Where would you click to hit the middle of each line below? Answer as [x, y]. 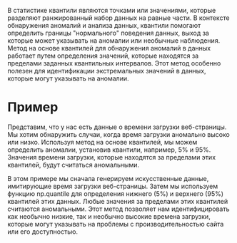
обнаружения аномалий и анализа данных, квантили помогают [104, 25]
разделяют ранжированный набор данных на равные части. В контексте [118, 18]
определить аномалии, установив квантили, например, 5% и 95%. [109, 150]
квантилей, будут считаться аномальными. [73, 165]
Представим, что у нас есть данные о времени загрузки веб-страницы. [117, 127]
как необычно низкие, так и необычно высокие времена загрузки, [109, 216]
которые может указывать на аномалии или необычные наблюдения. [114, 41]
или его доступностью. [43, 232]
